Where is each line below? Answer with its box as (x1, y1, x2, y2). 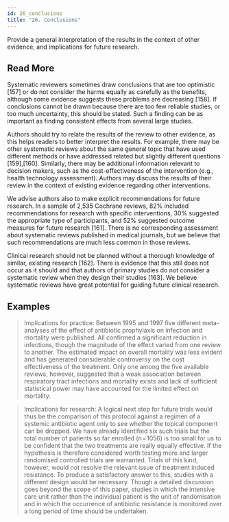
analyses (23, 327, 50, 335)
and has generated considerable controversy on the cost (23, 355, 185, 364)
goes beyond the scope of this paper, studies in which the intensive (23, 485, 215, 494)
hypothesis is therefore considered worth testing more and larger (23, 449, 208, 457)
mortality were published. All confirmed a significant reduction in (23, 333, 207, 342)
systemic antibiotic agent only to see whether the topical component (23, 420, 218, 428)
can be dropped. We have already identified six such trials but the (23, 427, 210, 436)
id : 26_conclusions (7, 10, 63, 17)
